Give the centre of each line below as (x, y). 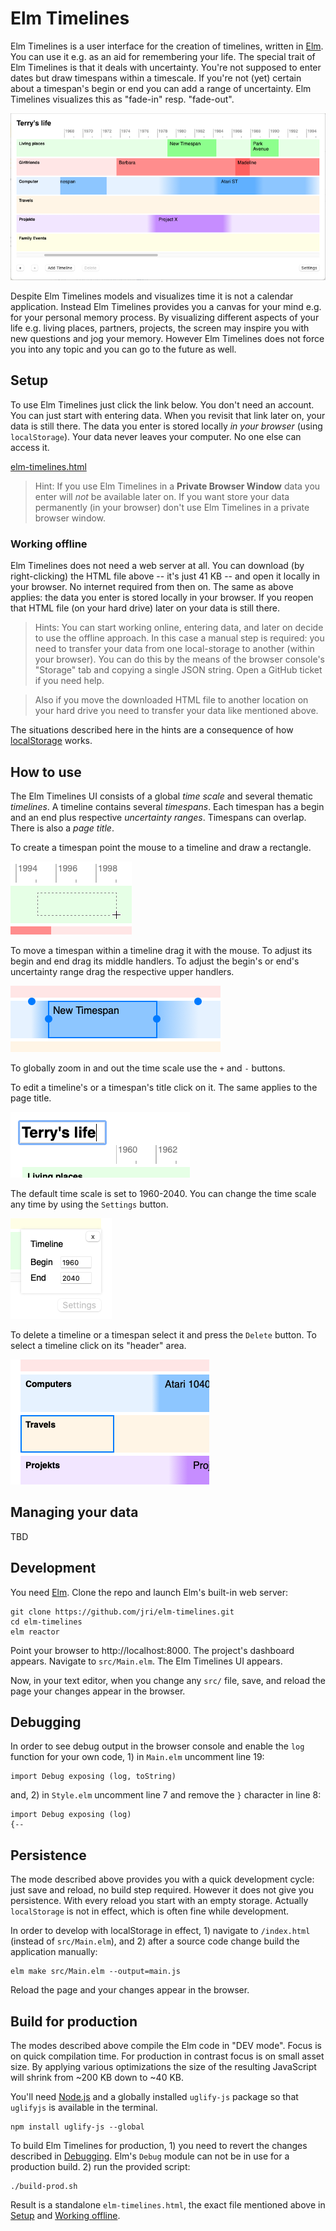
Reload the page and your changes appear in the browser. (130, 1990)
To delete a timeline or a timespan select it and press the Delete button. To (163, 1334)
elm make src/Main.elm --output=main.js (96, 1972)
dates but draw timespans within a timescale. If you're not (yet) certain (156, 78)
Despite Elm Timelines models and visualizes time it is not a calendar (152, 296)
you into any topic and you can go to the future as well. (123, 349)
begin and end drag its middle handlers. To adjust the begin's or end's (155, 961)
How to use (46, 772)
